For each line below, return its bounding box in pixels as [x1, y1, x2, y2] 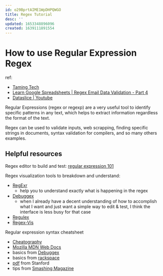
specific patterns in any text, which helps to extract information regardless [5, 110, 158, 116]
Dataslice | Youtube [12, 95, 53, 101]
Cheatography [12, 239, 42, 245]
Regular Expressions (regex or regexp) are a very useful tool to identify [5, 104, 151, 110]
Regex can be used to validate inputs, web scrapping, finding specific [5, 125, 149, 131]
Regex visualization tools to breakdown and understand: [5, 173, 121, 179]
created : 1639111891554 [5, 26, 55, 31]
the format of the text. [5, 115, 50, 121]
